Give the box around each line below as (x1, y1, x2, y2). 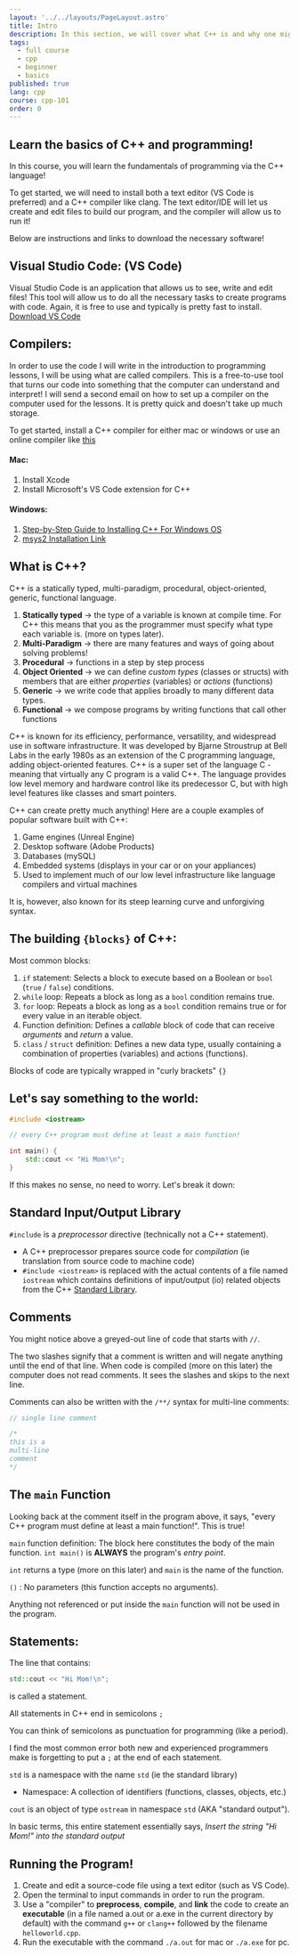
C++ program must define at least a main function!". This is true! (9, 1520, 245, 1531)
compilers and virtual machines (21, 879, 138, 889)
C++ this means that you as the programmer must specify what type (21, 619, 273, 629)
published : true (9, 79, 69, 88)
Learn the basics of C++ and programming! (9, 137, 254, 152)
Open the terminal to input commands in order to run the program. (21, 1889, 265, 1901)
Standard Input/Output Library (9, 1205, 182, 1221)
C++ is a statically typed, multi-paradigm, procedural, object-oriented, (9, 582, 267, 593)
